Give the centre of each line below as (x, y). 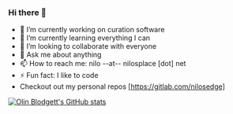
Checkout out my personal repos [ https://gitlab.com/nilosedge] (122, 86)
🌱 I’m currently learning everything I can (85, 38)
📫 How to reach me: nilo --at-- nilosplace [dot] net (103, 64)
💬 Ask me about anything (60, 55)
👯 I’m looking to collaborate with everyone (88, 46)
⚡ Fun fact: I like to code (59, 75)
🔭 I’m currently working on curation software (92, 30)
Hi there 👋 (28, 13)
